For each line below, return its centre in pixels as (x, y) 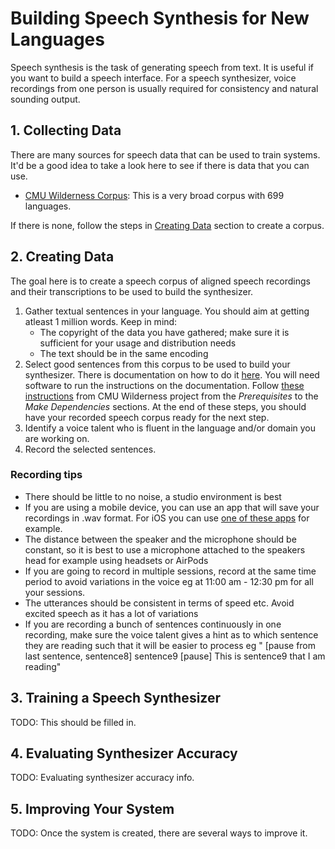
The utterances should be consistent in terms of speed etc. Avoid (159, 603)
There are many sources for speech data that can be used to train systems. (165, 154)
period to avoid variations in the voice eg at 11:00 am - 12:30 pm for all (169, 581)
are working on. (57, 438)
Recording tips (46, 475)
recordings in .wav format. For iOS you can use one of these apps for (167, 518)
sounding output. (45, 99)
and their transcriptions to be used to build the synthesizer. (132, 291)
